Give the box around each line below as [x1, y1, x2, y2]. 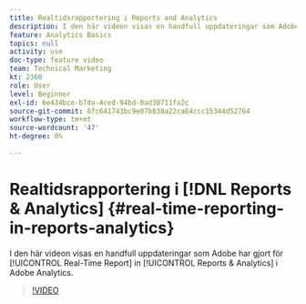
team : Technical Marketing [9, 65, 112, 74]
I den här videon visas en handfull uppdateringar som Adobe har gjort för [9, 248, 284, 258]
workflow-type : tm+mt [9, 115, 92, 124]
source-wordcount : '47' [9, 124, 100, 133]
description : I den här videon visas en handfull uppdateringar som [9, 22, 275, 31]
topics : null [9, 38, 59, 48]
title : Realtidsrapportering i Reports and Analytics [9, 13, 219, 23]
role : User [9, 81, 51, 90]
